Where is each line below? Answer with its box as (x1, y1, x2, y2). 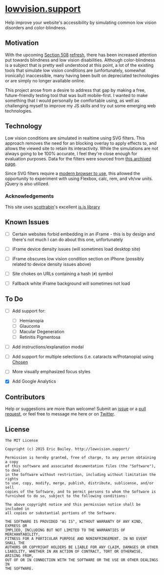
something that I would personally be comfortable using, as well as (5, 98, 140, 103)
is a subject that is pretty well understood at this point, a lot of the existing (5, 62, 154, 68)
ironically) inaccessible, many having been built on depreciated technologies (5, 72, 159, 79)
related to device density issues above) (12, 261, 91, 267)
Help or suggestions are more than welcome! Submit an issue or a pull (5, 406, 146, 412)
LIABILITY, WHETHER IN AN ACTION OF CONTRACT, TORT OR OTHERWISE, (5, 549, 143, 554)
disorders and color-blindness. (5, 24, 67, 30)
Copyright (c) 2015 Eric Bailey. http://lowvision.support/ (5, 446, 130, 452)
